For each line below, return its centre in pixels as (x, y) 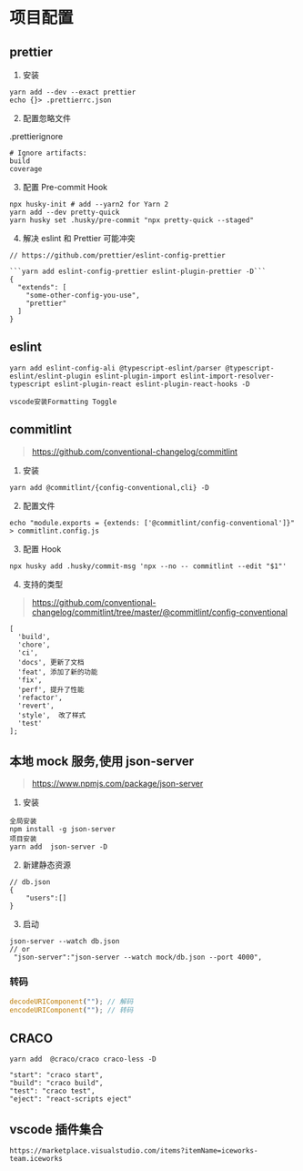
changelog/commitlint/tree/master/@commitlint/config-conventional (160, 612)
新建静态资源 (46, 865)
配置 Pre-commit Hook (65, 187)
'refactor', (40, 698)
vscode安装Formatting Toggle (63, 402)
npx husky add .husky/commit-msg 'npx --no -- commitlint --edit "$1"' (148, 566)
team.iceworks (36, 1159)
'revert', (36, 706)
